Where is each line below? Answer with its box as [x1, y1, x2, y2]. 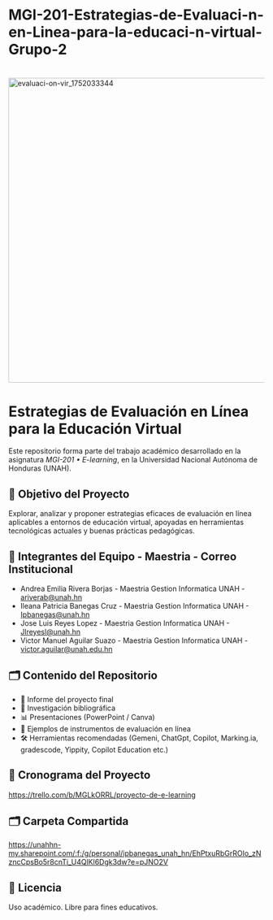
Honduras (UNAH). [8, 463, 71, 473]
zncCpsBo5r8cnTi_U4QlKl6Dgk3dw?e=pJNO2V [8, 857, 169, 867]
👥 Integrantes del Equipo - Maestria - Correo [8, 549, 237, 563]
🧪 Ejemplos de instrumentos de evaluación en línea [19, 723, 191, 733]
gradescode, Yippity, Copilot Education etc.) [19, 744, 169, 754]
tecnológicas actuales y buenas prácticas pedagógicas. [8, 526, 195, 536]
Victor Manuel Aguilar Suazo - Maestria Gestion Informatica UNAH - [19, 636, 249, 645]
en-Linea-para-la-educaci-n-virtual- [8, 23, 262, 41]
